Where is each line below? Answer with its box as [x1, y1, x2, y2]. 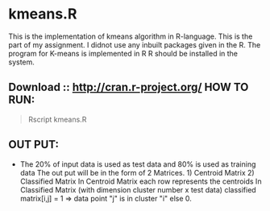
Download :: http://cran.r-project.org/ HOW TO [8, 81, 249, 94]
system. [8, 57, 35, 67]
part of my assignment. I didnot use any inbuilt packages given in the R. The [8, 39, 261, 49]
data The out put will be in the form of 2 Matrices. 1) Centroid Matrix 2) [19, 168, 255, 177]
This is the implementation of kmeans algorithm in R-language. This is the [8, 31, 253, 41]
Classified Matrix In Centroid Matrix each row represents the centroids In [19, 176, 262, 186]
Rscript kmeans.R [27, 114, 87, 124]
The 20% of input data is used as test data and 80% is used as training [19, 159, 256, 169]
